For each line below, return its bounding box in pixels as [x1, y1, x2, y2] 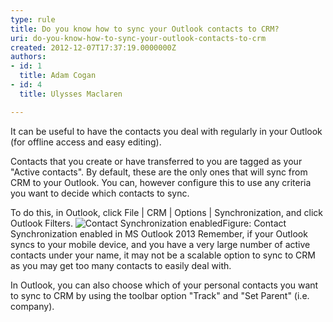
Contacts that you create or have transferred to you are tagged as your [10, 155, 303, 167]
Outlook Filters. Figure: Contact [10, 217, 287, 229]
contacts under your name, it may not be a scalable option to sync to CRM [10, 249, 316, 261]
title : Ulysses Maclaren [19, 89, 123, 99]
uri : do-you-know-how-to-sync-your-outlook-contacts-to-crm [10, 33, 267, 43]
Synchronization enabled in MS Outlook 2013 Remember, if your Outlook [10, 227, 308, 240]
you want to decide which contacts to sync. [10, 187, 190, 199]
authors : [10, 52, 47, 62]
